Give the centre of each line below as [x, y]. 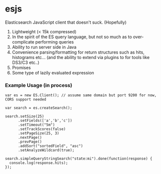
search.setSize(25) [25, 116]
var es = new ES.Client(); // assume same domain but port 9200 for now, [81, 95]
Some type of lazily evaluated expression [53, 72]
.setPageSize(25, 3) [38, 133]
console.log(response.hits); [39, 163]
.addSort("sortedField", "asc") [50, 146]
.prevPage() [30, 142]
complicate [23, 42]
